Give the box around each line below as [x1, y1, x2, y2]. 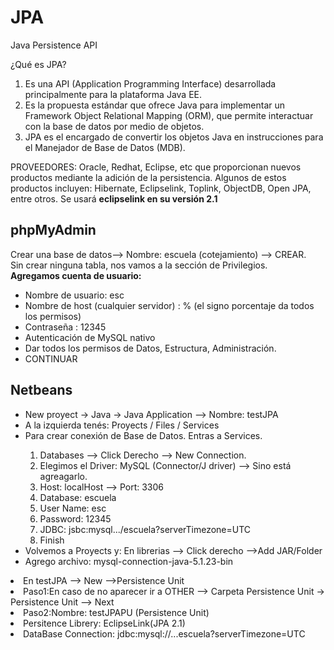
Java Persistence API [10, 39, 98, 51]
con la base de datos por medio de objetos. [24, 120, 205, 132]
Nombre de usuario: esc [24, 289, 125, 301]
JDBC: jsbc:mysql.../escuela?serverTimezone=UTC [39, 523, 252, 535]
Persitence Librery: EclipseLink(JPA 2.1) [23, 617, 186, 629]
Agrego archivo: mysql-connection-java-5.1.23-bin [24, 555, 234, 567]
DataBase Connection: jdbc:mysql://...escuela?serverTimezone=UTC [23, 627, 306, 640]
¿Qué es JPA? [10, 58, 67, 70]
